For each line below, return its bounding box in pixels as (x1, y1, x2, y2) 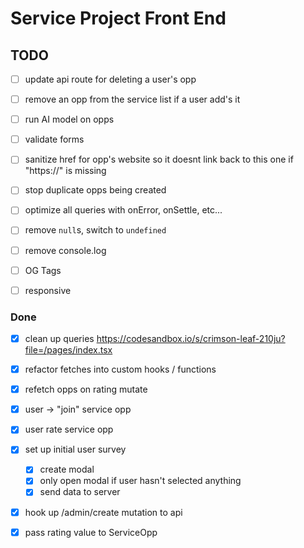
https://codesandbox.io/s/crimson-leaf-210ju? (96, 332, 286, 344)
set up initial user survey (24, 443, 127, 456)
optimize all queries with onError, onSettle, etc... (24, 204, 223, 216)
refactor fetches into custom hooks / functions (24, 363, 217, 376)
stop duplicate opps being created (24, 184, 167, 196)
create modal (39, 463, 95, 476)
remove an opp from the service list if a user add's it (24, 93, 241, 106)
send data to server (39, 486, 121, 498)
